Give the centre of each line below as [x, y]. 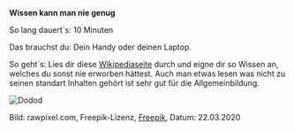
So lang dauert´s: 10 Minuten [61, 30]
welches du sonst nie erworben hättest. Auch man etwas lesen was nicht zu [147, 73]
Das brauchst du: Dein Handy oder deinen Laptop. [101, 47]
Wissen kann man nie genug [62, 13]
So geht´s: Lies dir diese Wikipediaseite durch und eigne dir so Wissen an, [144, 64]
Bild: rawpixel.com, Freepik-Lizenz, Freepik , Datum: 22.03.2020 [125, 117]
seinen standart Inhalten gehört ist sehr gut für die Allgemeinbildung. [135, 83]
